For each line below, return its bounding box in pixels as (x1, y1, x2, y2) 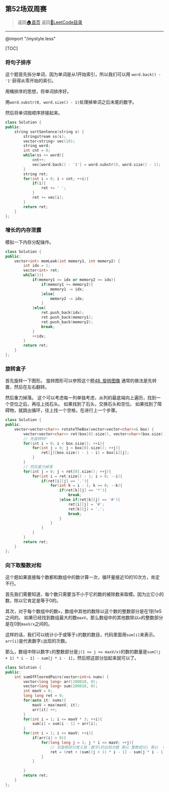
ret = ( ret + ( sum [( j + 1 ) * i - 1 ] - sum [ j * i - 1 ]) (50, 749, 167, 755)
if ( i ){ (32, 181, 46, 186)
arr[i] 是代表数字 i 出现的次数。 (5, 638, 70, 644)
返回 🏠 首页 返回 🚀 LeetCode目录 (17, 19, 83, 25)
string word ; (23, 143, 51, 148)
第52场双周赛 (5, 5, 47, 14)
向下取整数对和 (5, 562, 42, 569)
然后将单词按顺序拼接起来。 (5, 110, 63, 116)
